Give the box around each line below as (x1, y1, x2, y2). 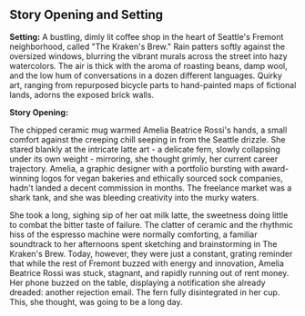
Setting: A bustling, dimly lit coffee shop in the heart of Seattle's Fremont (9, 31, 284, 42)
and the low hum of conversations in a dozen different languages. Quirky (9, 70, 282, 81)
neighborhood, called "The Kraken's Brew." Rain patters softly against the (9, 41, 285, 52)
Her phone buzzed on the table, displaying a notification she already (9, 277, 266, 288)
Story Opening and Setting (9, 7, 164, 23)
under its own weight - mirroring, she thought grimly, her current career (9, 153, 279, 164)
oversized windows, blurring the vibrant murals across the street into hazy (9, 50, 289, 62)
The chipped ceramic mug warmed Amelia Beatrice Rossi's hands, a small (9, 124, 288, 135)
